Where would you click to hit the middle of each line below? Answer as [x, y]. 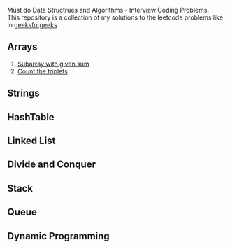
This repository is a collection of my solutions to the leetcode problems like [115, 17]
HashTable [31, 117]
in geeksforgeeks [32, 25]
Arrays [22, 47]
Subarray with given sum [53, 64]
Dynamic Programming [58, 236]
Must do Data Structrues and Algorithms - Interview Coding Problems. [108, 10]
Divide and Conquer [52, 165]
